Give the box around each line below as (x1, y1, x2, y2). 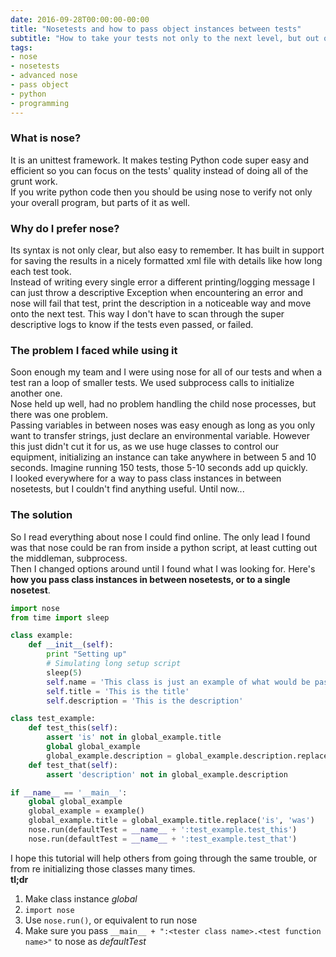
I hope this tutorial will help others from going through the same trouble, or (10, 852, 318, 864)
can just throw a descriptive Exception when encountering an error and (10, 287, 303, 299)
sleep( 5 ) (46, 667, 83, 678)
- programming (10, 98, 70, 108)
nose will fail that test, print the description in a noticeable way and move (10, 297, 312, 310)
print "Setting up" (46, 649, 128, 660)
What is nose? (10, 131, 82, 145)
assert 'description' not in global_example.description (46, 769, 288, 780)
